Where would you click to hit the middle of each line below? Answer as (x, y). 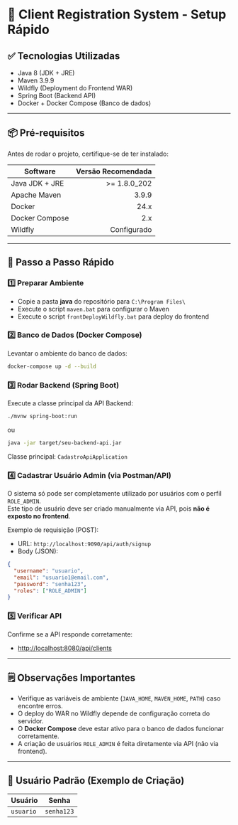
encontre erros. (40, 706)
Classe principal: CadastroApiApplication (67, 456)
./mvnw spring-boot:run (42, 416)
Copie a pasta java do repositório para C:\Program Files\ (101, 301)
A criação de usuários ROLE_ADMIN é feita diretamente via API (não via (118, 744)
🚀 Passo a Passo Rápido (61, 262)
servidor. (30, 721)
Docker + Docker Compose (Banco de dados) (84, 103)
